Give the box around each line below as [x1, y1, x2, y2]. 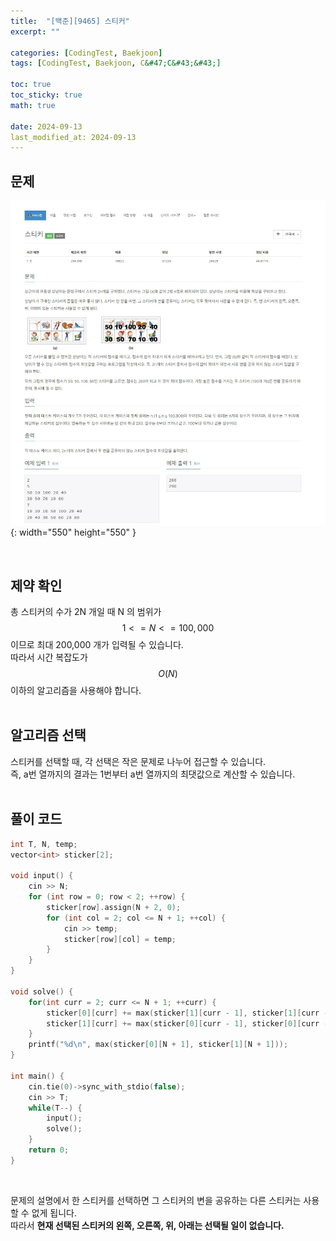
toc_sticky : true [10, 90, 83, 100]
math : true [10, 100, 56, 110]
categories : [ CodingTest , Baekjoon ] [10, 48, 163, 58]
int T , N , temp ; [10, 839, 78, 849]
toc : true [10, 80, 52, 90]
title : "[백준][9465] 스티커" [10, 16, 130, 26]
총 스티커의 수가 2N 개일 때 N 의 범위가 [10, 606, 162, 618]
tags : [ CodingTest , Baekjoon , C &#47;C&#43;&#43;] [10, 58, 222, 69]
